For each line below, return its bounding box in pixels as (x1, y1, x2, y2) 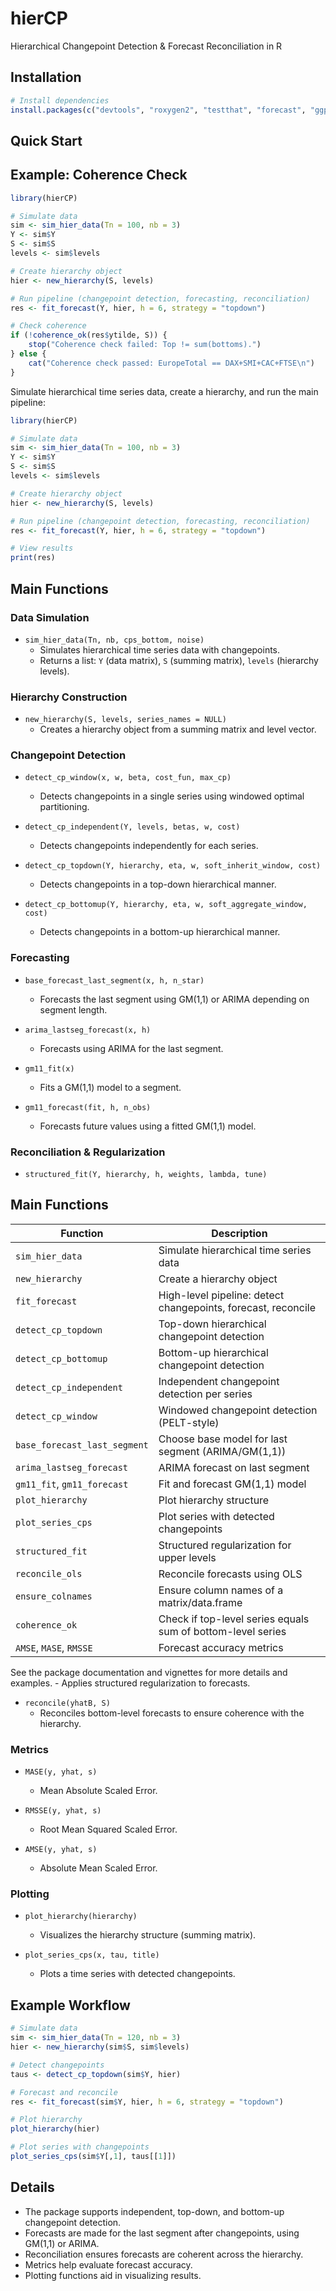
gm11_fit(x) (24, 1063, 75, 1074)
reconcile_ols (15, 1568, 83, 1579)
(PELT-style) (158, 1415, 220, 1429)
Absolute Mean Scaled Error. (39, 1862, 158, 1874)
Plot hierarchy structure (158, 1493, 270, 1507)
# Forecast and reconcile (10, 2087, 118, 2097)
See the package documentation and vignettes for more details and (10, 1666, 288, 1678)
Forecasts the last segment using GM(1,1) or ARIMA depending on (39, 993, 310, 1005)
